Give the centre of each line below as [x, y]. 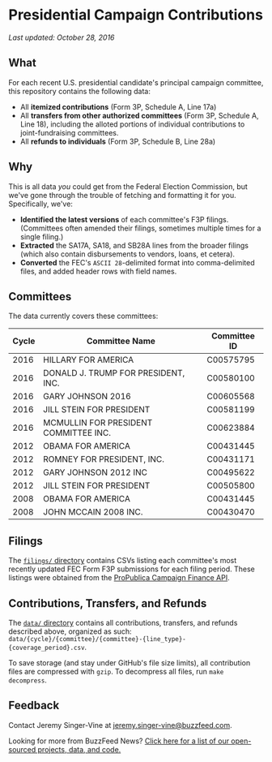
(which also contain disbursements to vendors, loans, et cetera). [127, 254]
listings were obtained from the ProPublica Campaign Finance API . [119, 578]
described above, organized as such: [70, 631]
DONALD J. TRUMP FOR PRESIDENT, [114, 373]
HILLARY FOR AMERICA [89, 360]
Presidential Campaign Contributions [136, 15]
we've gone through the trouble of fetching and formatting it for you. [122, 195]
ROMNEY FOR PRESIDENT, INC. [104, 459]
